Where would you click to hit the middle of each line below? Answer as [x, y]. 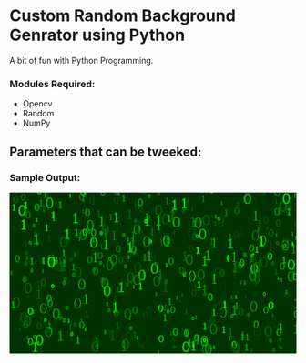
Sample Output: [45, 177]
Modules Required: [52, 84]
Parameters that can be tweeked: [106, 151]
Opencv [37, 104]
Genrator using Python [97, 35]
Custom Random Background [123, 16]
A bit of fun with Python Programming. [82, 60]
